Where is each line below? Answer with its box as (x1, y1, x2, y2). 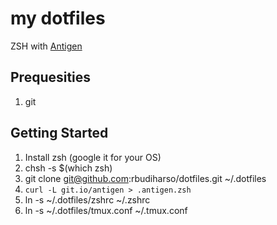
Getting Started (10, 125, 109, 142)
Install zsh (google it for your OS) (24, 151, 162, 163)
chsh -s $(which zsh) (24, 162, 113, 174)
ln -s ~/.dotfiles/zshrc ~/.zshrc (24, 193, 151, 206)
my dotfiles (10, 7, 106, 30)
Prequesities (10, 69, 92, 86)
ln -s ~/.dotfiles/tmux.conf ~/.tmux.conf (24, 204, 188, 216)
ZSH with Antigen (10, 40, 83, 52)
